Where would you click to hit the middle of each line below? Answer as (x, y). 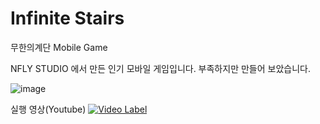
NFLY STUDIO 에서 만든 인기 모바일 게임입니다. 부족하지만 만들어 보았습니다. (160, 68)
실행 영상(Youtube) (48, 109)
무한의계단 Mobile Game (59, 47)
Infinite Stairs (67, 18)
